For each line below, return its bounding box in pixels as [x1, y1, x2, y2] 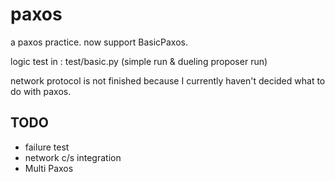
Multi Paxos [24, 162, 74, 174]
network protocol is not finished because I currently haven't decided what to [10, 74, 326, 87]
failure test [24, 141, 70, 153]
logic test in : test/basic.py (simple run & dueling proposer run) [10, 55, 268, 67]
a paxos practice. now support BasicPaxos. [10, 36, 188, 48]
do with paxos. [10, 85, 72, 97]
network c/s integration [24, 151, 122, 163]
